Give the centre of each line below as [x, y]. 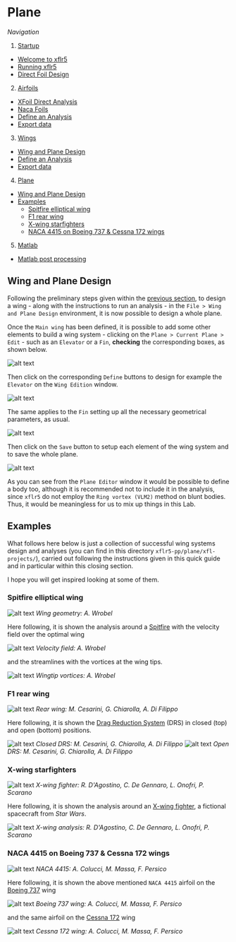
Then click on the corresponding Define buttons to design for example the [115, 377]
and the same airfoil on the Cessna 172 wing [72, 917]
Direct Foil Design [43, 74]
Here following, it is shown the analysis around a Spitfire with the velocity [113, 627]
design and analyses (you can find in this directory [81, 551]
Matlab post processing [52, 259]
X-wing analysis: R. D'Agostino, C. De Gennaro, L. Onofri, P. [123, 828]
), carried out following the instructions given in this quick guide [128, 558]
